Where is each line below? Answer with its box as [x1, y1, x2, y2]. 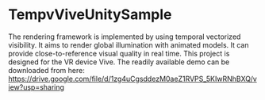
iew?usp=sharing [8, 82, 65, 92]
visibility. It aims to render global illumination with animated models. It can [8, 40, 249, 49]
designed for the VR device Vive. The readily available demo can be [8, 57, 230, 67]
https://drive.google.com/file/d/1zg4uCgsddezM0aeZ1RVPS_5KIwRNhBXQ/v [8, 74, 258, 83]
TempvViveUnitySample [8, 6, 172, 24]
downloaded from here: [8, 65, 85, 75]
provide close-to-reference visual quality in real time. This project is [8, 48, 230, 58]
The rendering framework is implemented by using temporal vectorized [8, 32, 241, 41]
